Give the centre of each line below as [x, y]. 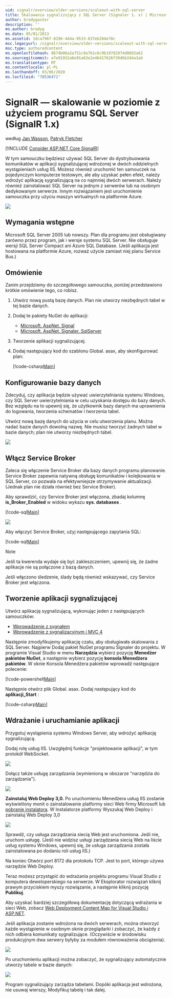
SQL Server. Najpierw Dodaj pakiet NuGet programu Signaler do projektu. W [85, 647]
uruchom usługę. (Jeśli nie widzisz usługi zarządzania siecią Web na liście [84, 840]
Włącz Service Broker [40, 458]
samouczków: [20, 616]
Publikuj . [15, 892]
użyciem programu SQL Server [72, 113]
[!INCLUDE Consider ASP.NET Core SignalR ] [52, 148]
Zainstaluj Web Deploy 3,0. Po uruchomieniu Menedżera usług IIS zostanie [85, 798]
